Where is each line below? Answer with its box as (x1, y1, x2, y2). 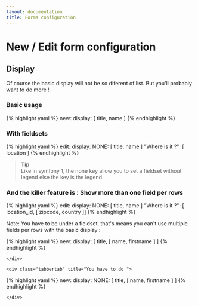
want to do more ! (6, 86, 49, 93)
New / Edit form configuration (6, 40, 156, 54)
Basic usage (6, 101, 43, 109)
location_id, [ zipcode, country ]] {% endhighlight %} (6, 209, 136, 216)
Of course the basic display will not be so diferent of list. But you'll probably (6, 79, 193, 87)
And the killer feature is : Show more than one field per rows (6, 189, 184, 197)
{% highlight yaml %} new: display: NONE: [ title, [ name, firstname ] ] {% (6, 277, 186, 284)
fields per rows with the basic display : (6, 227, 101, 234)
